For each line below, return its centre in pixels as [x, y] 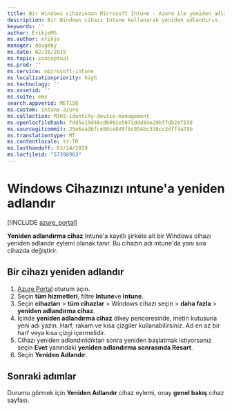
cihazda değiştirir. [32, 250]
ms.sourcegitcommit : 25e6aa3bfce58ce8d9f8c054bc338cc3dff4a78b [100, 129]
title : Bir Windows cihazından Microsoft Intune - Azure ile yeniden [109, 13]
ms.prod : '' [24, 65]
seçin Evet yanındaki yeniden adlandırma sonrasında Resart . [105, 347]
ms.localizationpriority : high [52, 78]
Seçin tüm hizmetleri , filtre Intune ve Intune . [80, 296]
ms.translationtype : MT [41, 135]
